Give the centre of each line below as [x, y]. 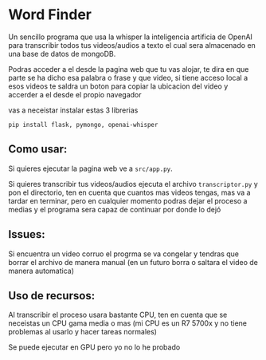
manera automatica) [41, 271]
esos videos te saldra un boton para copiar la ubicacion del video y [118, 86]
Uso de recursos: [52, 296]
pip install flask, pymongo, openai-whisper [83, 125]
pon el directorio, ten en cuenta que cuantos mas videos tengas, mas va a [129, 192]
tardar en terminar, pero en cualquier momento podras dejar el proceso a [128, 200]
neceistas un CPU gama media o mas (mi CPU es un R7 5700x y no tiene [128, 323]
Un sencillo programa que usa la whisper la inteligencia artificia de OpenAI [131, 37]
